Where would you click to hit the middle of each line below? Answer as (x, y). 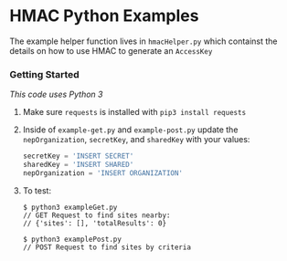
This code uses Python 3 (56, 94)
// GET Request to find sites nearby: (96, 215)
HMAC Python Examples (104, 16)
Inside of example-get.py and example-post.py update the (130, 130)
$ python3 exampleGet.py (70, 207)
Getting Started (44, 74)
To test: (37, 190)
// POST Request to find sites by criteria (107, 247)
